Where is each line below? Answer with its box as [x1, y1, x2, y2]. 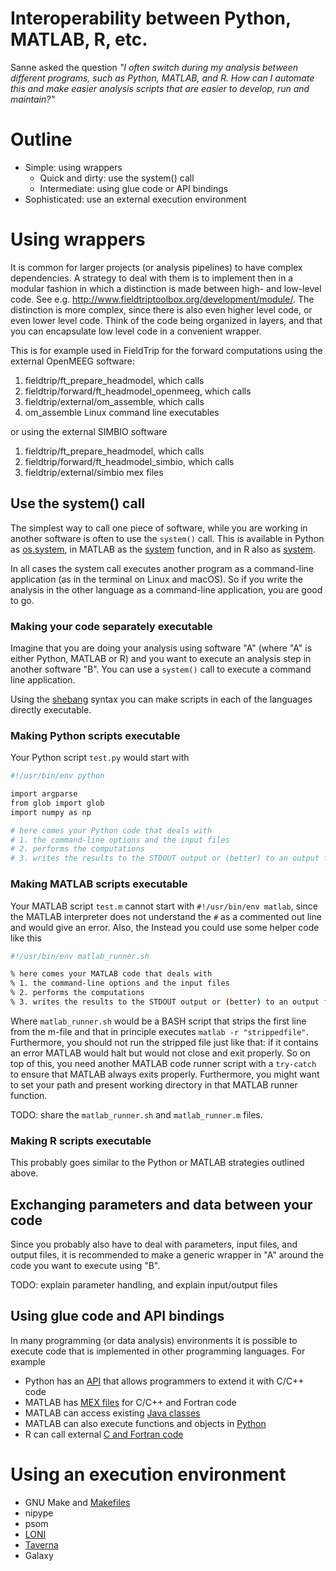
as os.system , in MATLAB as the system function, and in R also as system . [10, 543, 316, 555]
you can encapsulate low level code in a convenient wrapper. [10, 325, 262, 337]
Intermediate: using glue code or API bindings [39, 182, 229, 194]
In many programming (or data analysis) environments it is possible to [10, 1334, 298, 1346]
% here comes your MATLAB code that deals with [10, 969, 213, 979]
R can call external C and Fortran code [24, 1428, 184, 1440]
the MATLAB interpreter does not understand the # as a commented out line [10, 910, 322, 922]
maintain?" [10, 93, 55, 105]
